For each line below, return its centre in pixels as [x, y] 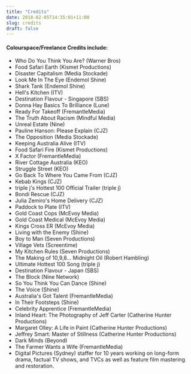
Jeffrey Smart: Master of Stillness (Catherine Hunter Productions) [95, 334]
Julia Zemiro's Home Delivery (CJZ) [59, 200]
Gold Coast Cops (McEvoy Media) [57, 214]
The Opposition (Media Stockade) [57, 137]
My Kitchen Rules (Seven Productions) [62, 251]
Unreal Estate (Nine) [40, 124]
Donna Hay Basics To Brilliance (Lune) [62, 105]
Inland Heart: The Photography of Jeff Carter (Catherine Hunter [93, 315]
